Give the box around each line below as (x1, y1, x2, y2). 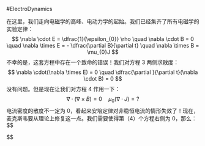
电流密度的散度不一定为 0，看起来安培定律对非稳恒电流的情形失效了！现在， (6, 107, 199, 114)
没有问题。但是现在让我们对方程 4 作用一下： (6, 86, 121, 92)
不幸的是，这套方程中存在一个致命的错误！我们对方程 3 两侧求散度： (6, 59, 179, 66)
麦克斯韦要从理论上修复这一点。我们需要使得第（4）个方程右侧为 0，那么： (6, 114, 197, 122)
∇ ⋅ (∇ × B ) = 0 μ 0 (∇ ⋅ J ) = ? (66, 95, 140, 104)
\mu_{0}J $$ (86, 48, 119, 56)
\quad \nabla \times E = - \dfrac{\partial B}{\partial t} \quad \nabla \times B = (6, 42, 199, 49)
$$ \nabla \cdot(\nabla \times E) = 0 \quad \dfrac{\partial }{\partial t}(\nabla (7, 68, 198, 76)
